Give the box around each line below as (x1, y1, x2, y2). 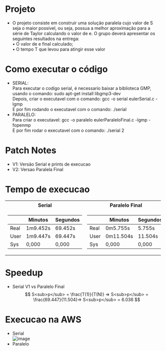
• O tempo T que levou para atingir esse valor (12, 46, 106, 52)
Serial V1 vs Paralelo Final (12, 284, 65, 290)
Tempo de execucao (5, 184, 90, 195)
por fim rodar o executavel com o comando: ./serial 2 (16, 127, 124, 133)
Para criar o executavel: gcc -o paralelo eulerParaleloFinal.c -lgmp (12, 117, 148, 122)
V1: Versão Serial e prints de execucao (12, 161, 91, 167)
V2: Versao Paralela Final (12, 166, 63, 172)
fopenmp (12, 122, 31, 128)
